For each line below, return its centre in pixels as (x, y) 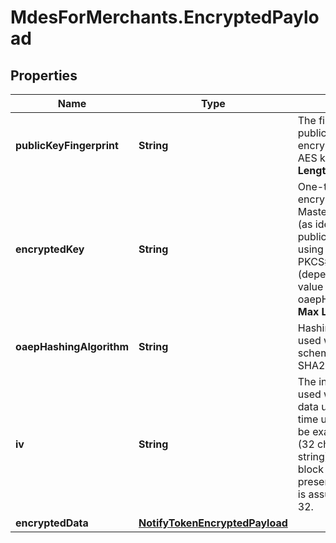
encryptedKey (50, 249)
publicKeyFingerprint (67, 145)
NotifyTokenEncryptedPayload (213, 523)
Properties (44, 75)
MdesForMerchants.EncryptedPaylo (165, 17)
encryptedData (52, 523)
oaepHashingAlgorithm (72, 346)
